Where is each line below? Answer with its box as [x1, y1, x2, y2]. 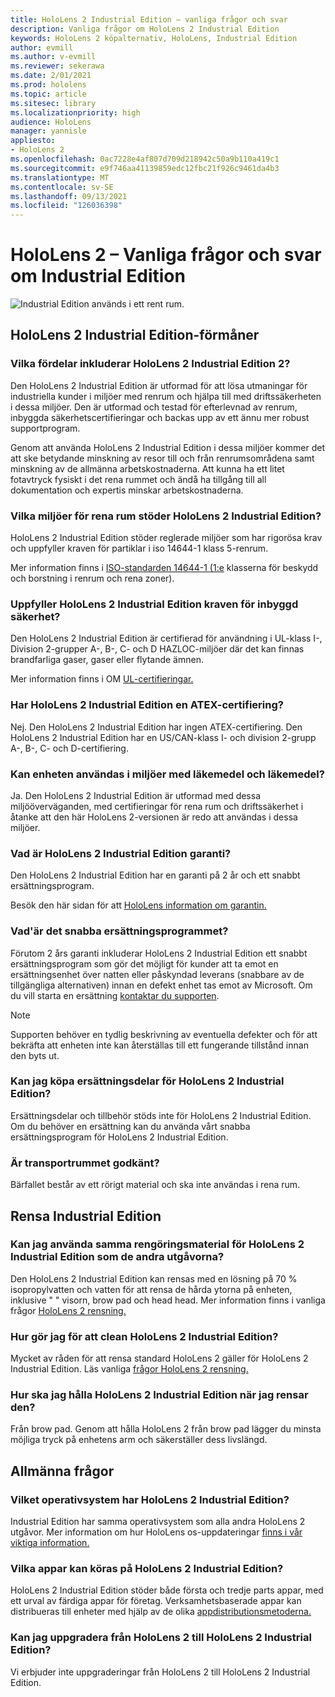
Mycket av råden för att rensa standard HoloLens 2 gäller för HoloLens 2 [10, 1352, 309, 1365]
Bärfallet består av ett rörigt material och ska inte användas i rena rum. [10, 1179, 301, 1191]
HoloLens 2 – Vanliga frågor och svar [10, 244, 322, 266]
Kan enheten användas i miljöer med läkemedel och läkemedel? [10, 767, 325, 781]
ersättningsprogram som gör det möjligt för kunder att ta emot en [10, 957, 279, 970]
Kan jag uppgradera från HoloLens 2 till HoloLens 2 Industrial [10, 1631, 312, 1645]
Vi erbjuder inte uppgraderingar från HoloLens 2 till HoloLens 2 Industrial [10, 1666, 311, 1678]
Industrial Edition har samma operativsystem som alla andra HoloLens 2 [10, 1516, 306, 1528]
